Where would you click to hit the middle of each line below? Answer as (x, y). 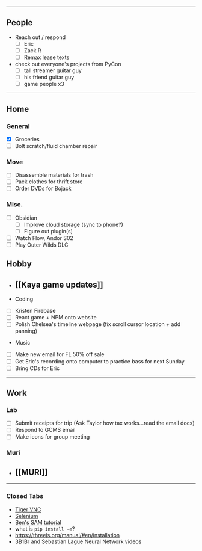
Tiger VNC (28, 509)
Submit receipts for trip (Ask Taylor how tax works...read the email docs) (105, 423)
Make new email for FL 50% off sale (60, 354)
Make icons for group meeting (52, 437)
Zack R (32, 50)
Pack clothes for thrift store (49, 182)
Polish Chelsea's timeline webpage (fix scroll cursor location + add (98, 324)
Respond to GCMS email (45, 430)
